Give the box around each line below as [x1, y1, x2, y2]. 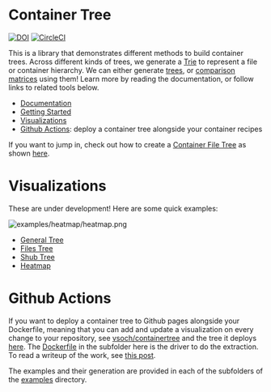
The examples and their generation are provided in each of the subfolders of [8, 366, 264, 376]
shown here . [8, 148, 50, 158]
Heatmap [19, 261, 51, 271]
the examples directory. [8, 374, 87, 384]
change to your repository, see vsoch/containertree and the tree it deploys [8, 333, 257, 343]
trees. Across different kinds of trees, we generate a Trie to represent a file [8, 57, 257, 66]
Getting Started [19, 107, 71, 117]
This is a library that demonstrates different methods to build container [8, 48, 244, 58]
